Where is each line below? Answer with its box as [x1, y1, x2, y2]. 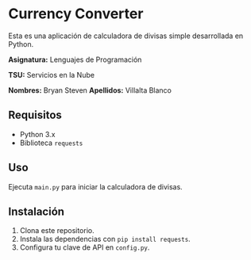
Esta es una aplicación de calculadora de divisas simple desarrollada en [8, 31, 244, 40]
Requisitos [8, 109, 62, 122]
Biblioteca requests [19, 138, 83, 147]
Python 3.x [19, 129, 56, 139]
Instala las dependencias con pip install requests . [19, 235, 191, 244]
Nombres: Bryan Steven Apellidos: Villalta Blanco [8, 85, 172, 95]
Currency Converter [8, 5, 144, 23]
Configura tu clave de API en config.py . [19, 243, 150, 252]
